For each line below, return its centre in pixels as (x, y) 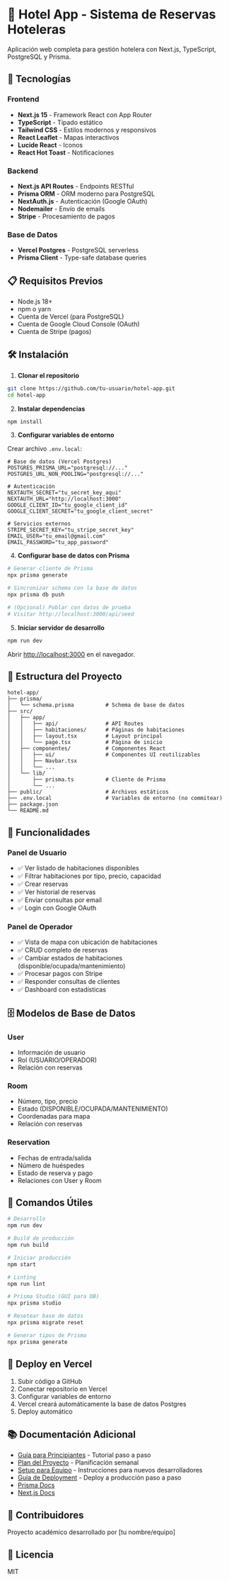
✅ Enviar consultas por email (60, 900)
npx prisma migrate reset (45, 1323)
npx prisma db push (36, 595)
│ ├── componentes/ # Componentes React (87, 749)
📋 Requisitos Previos (55, 281)
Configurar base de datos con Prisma (74, 555)
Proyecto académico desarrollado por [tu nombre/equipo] (91, 1532)
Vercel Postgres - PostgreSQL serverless (78, 250)
